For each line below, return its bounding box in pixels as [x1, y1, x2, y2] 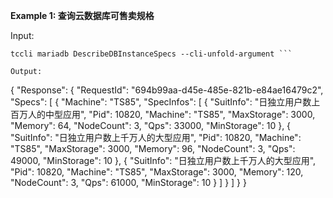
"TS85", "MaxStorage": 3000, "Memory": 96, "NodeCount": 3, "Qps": [10, 143, 296, 154]
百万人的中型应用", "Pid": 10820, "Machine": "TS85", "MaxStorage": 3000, [10, 109, 316, 120]
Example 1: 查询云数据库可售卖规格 [10, 10, 155, 21]
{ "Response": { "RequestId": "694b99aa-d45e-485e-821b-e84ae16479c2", [10, 84, 324, 96]
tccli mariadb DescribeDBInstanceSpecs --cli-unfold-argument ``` [10, 49, 293, 59]
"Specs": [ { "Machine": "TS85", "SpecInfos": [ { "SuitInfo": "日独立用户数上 [10, 96, 321, 108]
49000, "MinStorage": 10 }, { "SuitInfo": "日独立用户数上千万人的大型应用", [10, 155, 317, 166]
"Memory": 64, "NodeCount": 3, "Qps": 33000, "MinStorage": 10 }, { [10, 120, 292, 131]
